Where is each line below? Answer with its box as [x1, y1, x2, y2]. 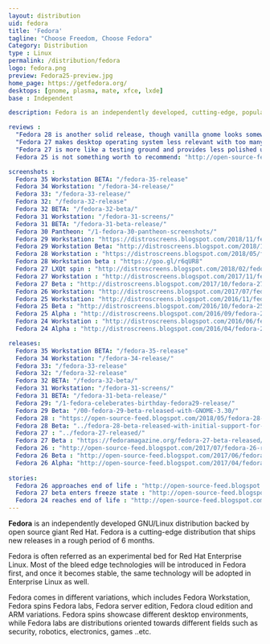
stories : [8, 474, 38, 482]
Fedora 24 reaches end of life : [15, 497, 128, 505]
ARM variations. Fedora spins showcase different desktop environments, [8, 609, 249, 619]
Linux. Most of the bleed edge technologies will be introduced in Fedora [8, 560, 247, 569]
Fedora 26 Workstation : [15, 287, 95, 295]
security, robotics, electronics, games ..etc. [8, 627, 152, 636]
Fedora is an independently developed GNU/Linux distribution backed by [8, 518, 250, 528]
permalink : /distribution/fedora [8, 57, 121, 65]
